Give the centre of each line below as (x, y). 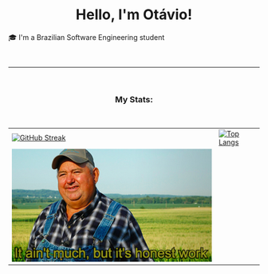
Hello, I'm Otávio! (134, 15)
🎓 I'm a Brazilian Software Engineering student (87, 37)
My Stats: (134, 99)
